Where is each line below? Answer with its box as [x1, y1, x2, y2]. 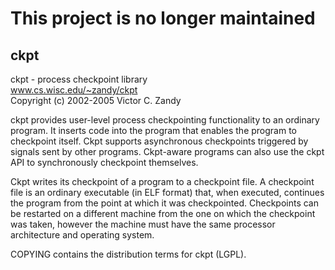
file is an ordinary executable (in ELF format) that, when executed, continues [10, 187, 325, 198]
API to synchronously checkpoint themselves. [10, 157, 199, 168]
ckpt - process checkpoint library [10, 73, 148, 85]
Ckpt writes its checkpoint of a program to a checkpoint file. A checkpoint [10, 176, 315, 187]
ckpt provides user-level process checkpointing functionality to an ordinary [10, 114, 320, 126]
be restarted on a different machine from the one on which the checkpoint [10, 208, 316, 219]
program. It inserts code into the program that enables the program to [10, 125, 298, 136]
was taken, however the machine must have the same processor [10, 218, 276, 230]
